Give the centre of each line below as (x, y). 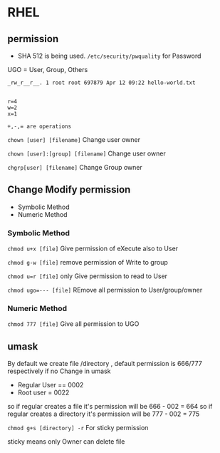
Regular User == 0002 (51, 385)
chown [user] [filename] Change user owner (74, 139)
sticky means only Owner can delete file (66, 442)
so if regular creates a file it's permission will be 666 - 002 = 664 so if (110, 407)
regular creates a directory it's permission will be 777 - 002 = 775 (104, 414)
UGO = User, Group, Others (48, 70)
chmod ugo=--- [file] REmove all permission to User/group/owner (105, 290)
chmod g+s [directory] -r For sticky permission (78, 428)
